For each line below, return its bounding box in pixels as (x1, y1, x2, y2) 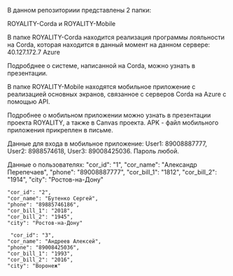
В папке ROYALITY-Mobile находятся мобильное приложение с (7, 83, 196, 90)
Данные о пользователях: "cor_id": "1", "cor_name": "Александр (7, 160, 197, 169)
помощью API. (7, 97, 50, 106)
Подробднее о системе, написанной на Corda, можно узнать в (7, 62, 196, 69)
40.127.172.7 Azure (7, 48, 61, 56)
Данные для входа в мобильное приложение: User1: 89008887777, (7, 139, 208, 148)
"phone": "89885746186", (7, 201, 80, 208)
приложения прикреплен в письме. (7, 126, 113, 134)
